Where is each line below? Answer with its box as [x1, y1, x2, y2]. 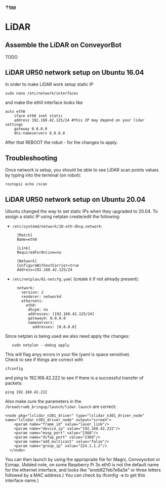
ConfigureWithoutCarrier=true [17, 263, 79, 268]
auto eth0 [5, 109, 26, 114]
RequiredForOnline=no [17, 250, 62, 255]
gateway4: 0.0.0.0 [28, 316, 66, 321]
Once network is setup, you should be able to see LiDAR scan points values [5, 167, 159, 173]
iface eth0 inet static [14, 114, 63, 119]
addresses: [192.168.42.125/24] [28, 311, 95, 316]
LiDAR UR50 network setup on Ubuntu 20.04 [5, 195, 146, 204]
